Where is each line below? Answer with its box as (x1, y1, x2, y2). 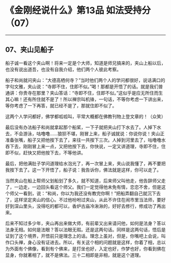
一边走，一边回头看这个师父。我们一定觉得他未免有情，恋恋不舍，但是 (14, 184, 161, 190)
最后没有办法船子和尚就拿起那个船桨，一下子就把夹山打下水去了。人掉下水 (5, 124, 161, 130)
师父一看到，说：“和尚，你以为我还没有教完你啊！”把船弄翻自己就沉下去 (9, 190, 161, 196)
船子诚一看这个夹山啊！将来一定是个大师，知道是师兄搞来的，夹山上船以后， (5, 60, 166, 66)
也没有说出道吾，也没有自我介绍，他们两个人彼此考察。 (5, 66, 121, 72)
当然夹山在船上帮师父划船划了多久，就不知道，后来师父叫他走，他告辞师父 (5, 178, 161, 184)
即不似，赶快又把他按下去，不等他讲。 (5, 150, 85, 156)
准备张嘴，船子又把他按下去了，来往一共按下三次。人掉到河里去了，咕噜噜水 (5, 137, 166, 143)
